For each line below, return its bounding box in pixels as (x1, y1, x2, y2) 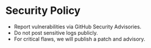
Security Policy (5, 4, 81, 17)
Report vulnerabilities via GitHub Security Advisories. (13, 23, 142, 30)
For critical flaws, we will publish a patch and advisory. (13, 35, 146, 42)
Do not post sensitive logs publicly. (13, 29, 99, 36)
